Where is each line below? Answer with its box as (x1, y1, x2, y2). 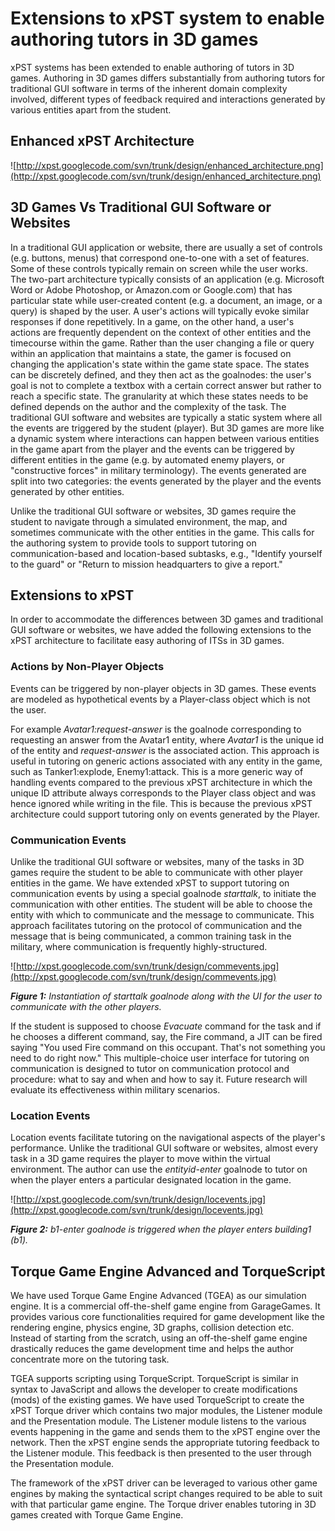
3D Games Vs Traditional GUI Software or (10, 199, 272, 216)
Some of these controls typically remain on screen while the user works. (10, 262, 308, 274)
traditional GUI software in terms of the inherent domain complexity (10, 82, 288, 94)
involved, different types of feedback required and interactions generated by (10, 93, 326, 105)
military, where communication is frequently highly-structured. (10, 940, 268, 952)
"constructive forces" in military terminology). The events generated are (10, 464, 307, 476)
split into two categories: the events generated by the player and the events (10, 475, 322, 487)
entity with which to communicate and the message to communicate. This (10, 908, 315, 921)
